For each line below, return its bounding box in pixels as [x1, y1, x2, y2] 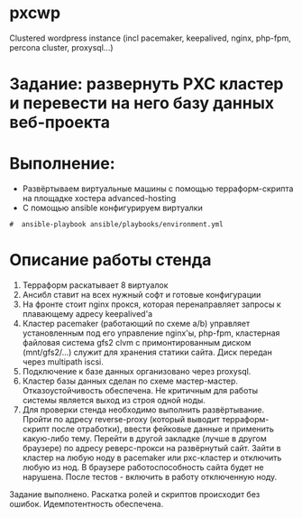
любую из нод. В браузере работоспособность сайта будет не [22, 462, 264, 472]
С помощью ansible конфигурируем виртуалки [22, 202, 203, 214]
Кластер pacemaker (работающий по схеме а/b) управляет [22, 319, 251, 328]
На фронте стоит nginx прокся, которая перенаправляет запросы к [22, 299, 281, 310]
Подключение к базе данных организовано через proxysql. [22, 366, 252, 376]
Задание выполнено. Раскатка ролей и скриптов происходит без [9, 489, 261, 499]
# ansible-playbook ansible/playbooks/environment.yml [9, 220, 224, 229]
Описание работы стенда [9, 250, 212, 271]
